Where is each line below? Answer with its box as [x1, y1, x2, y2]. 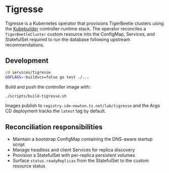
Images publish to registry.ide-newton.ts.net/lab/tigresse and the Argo [5, 103, 160, 109]
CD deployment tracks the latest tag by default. [5, 108, 106, 114]
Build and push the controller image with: [5, 83, 91, 90]
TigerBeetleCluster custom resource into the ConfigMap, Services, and [5, 31, 155, 37]
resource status [12, 163, 46, 169]
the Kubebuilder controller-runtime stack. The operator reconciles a [5, 25, 146, 31]
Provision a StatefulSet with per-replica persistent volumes [12, 152, 136, 158]
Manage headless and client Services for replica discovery [12, 147, 135, 153]
